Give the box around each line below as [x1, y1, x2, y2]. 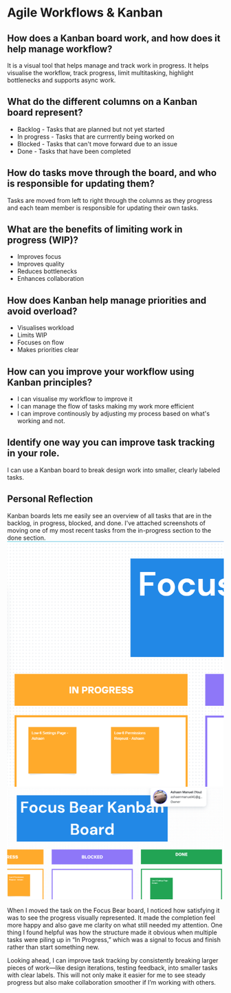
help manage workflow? [7, 43, 113, 55]
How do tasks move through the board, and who [7, 167, 217, 179]
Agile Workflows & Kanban [7, 5, 163, 21]
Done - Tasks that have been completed [16, 147, 131, 155]
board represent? [7, 107, 83, 119]
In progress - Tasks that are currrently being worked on [16, 132, 175, 141]
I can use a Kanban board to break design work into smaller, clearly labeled [7, 466, 221, 474]
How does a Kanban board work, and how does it [7, 32, 221, 44]
